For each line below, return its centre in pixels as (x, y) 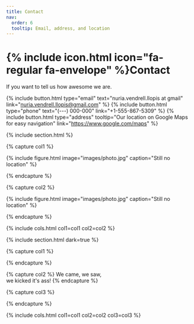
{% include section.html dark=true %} (53, 240)
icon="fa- (139, 58)
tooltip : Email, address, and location (61, 28)
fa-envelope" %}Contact (107, 70)
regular (24, 70)
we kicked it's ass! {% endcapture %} (52, 281)
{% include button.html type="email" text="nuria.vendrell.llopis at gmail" (95, 98)
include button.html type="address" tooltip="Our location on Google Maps (97, 117)
